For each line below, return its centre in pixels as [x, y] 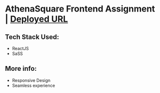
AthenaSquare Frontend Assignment [80, 9]
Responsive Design [31, 80]
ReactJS [20, 48]
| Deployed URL [36, 19]
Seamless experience [34, 85]
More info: [21, 69]
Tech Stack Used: [32, 37]
